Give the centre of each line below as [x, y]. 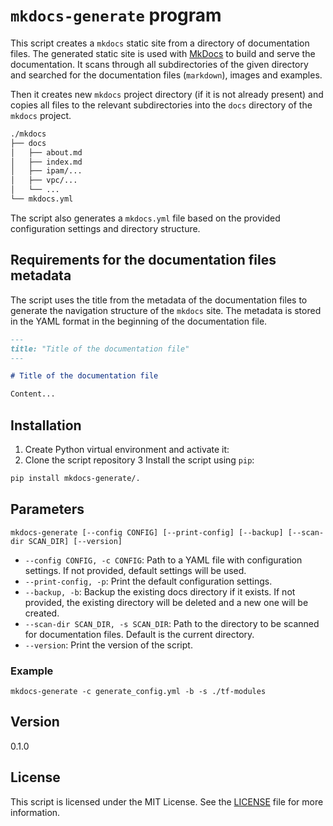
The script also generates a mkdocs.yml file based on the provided [145, 218]
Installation [46, 425]
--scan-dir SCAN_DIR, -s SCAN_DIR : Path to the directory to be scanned [172, 623]
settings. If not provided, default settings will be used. [135, 570]
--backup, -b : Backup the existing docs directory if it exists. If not [160, 591]
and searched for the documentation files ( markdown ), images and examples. [166, 75]
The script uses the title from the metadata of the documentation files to [159, 300]
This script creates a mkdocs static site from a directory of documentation [160, 43]
